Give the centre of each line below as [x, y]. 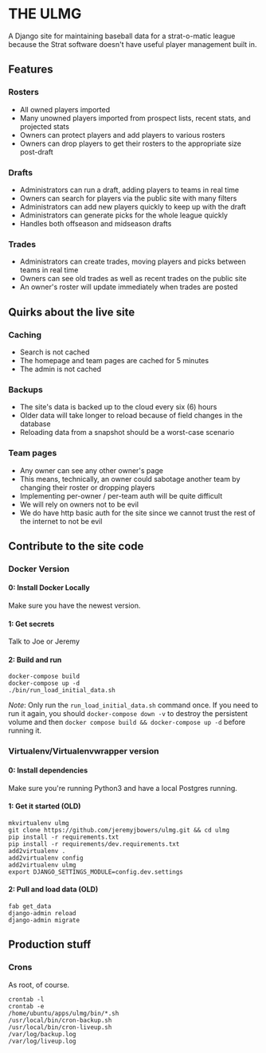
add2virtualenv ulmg [43, 865]
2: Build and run [35, 660]
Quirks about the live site [72, 312]
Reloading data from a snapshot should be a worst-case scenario [127, 433]
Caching [25, 335]
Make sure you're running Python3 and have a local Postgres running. [123, 788]
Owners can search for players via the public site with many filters [128, 198]
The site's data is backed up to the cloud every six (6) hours [118, 407]
